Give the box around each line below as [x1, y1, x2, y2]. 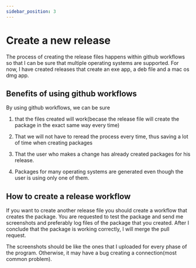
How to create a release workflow [6, 191, 131, 201]
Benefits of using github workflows [6, 88, 137, 98]
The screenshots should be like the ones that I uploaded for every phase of [6, 243, 187, 250]
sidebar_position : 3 [6, 8, 57, 15]
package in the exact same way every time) [14, 122, 120, 129]
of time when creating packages [14, 139, 92, 146]
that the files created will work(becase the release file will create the [14, 115, 180, 123]
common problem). [6, 256, 53, 263]
